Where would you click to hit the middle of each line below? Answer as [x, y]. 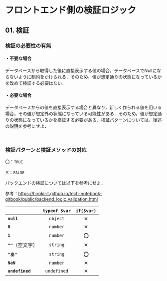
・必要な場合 [18, 95]
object [57, 219]
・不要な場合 [18, 58]
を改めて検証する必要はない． [36, 83]
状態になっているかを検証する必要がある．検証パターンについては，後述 [88, 120]
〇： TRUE [14, 162]
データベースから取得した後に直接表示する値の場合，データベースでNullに [81, 70]
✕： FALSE [15, 172]
